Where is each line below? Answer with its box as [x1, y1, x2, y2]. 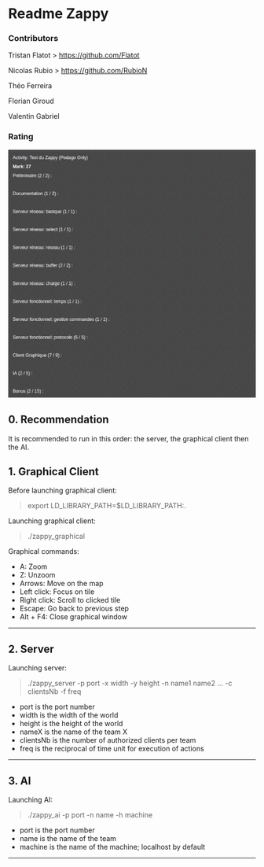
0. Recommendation [8, 413, 109, 426]
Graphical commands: [8, 547, 80, 556]
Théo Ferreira [8, 81, 53, 90]
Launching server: [8, 663, 67, 673]
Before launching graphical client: [8, 485, 117, 496]
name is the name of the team [19, 834, 116, 843]
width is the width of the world [19, 710, 119, 720]
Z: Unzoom [19, 570, 56, 580]
